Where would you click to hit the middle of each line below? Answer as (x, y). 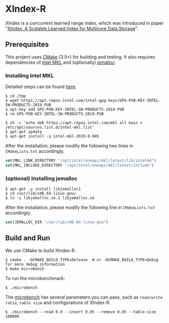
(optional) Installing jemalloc (41, 178)
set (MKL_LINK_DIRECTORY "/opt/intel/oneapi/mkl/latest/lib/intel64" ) (81, 161)
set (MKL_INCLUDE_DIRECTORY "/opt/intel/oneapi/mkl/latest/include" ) (80, 165)
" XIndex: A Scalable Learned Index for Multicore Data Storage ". (72, 28)
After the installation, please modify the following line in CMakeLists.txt (80, 207)
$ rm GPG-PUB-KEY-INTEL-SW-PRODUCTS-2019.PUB (54, 114)
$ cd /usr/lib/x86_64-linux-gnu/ (41, 194)
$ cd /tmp (16, 96)
